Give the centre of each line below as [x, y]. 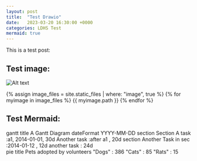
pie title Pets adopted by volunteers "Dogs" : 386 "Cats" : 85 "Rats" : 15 [92, 152]
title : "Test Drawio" [34, 17]
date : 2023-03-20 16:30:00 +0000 [50, 22]
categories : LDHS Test [34, 28]
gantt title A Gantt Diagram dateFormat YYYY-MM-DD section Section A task [98, 133]
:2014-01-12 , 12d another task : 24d [50, 145]
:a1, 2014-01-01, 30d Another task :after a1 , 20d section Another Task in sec [98, 139]
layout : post [22, 11]
